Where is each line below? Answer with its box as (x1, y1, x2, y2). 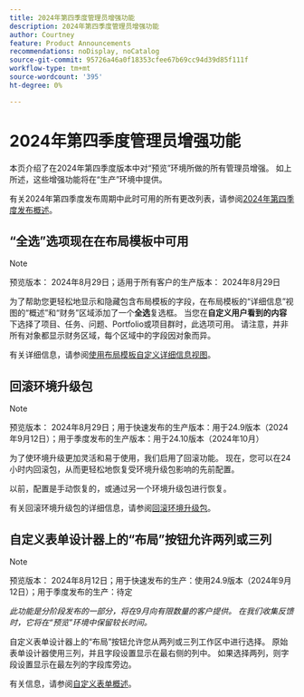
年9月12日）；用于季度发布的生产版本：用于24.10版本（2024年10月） (9, 433, 264, 445)
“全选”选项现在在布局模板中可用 (9, 233, 189, 249)
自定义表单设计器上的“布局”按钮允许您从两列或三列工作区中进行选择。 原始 (9, 636, 289, 647)
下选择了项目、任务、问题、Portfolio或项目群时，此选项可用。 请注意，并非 (9, 319, 290, 329)
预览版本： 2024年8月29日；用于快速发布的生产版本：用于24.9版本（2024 (9, 422, 289, 433)
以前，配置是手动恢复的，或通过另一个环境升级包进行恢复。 (9, 483, 232, 495)
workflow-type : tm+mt (9, 64, 91, 74)
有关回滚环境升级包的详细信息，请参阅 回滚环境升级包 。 (9, 503, 215, 514)
